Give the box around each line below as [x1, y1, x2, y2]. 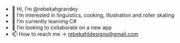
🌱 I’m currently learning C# [11, 18, 77, 24]
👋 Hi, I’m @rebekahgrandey [11, 6, 78, 12]
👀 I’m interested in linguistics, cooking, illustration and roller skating [11, 12, 175, 19]
